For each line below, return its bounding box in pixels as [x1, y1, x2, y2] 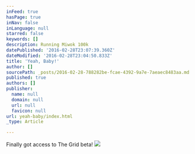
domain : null [11, 97, 44, 102]
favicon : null [11, 108, 46, 114]
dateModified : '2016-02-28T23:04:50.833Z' [6, 53, 113, 59]
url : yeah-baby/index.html [6, 113, 73, 119]
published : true [6, 75, 46, 81]
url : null [11, 102, 36, 108]
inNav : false [6, 20, 39, 25]
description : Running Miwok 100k [6, 42, 89, 48]
